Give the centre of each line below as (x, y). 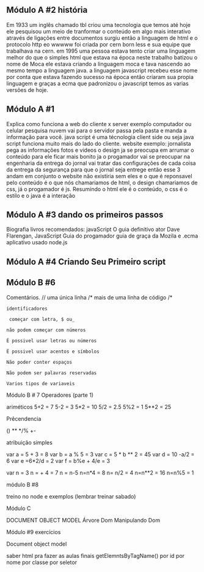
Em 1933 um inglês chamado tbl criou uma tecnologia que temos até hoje (99, 24)
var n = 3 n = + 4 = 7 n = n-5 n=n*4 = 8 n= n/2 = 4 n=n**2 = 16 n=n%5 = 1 (100, 472)
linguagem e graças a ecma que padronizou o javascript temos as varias (98, 83)
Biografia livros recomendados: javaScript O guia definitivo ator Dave (93, 230)
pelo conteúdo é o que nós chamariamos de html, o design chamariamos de (102, 183)
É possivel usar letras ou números (52, 341)
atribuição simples (30, 442)
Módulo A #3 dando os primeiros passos (85, 215)
